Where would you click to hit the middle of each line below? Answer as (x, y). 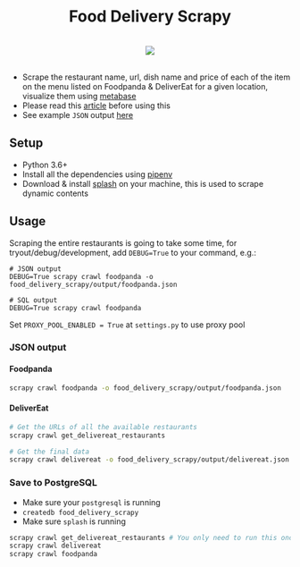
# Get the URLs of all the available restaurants (104, 427)
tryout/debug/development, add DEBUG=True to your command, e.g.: (133, 252)
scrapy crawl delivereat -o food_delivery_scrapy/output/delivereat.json (150, 460)
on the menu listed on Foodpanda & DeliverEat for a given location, (145, 86)
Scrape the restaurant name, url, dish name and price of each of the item (156, 77)
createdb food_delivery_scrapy (80, 512)
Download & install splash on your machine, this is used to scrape (143, 183)
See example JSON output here (78, 114)
